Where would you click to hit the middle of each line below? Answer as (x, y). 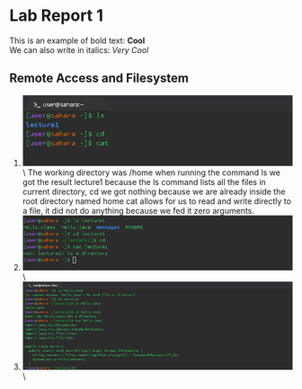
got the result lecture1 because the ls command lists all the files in (144, 182)
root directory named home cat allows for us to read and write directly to (157, 201)
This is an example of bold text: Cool (77, 40)
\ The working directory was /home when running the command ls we (151, 172)
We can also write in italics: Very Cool (79, 49)
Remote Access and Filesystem (99, 79)
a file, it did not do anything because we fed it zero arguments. (138, 211)
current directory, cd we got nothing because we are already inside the (154, 192)
